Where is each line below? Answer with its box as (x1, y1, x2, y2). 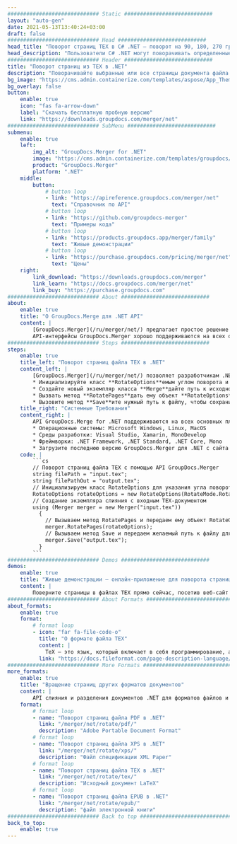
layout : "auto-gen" (7, 17, 65, 24)
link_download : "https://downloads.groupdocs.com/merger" (32, 273, 207, 280)
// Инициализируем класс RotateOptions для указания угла (32, 484, 207, 491)
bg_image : (7, 76, 37, 83)
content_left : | (20, 366, 68, 373)
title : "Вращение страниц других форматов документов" (20, 681, 185, 688)
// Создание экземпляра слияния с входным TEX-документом (32, 497, 207, 504)
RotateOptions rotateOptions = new (32, 490, 138, 497)
